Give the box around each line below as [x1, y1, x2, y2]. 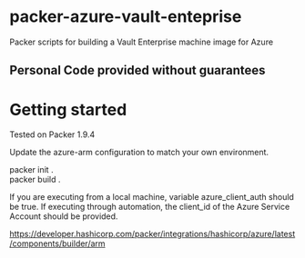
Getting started [9, 99, 127, 120]
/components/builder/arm [9, 238, 107, 249]
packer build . [9, 174, 61, 185]
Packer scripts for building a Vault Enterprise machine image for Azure [9, 36, 274, 47]
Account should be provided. [9, 211, 118, 222]
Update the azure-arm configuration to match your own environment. [9, 147, 269, 158]
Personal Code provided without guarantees [9, 63, 266, 78]
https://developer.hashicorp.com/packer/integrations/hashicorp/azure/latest [9, 229, 296, 240]
